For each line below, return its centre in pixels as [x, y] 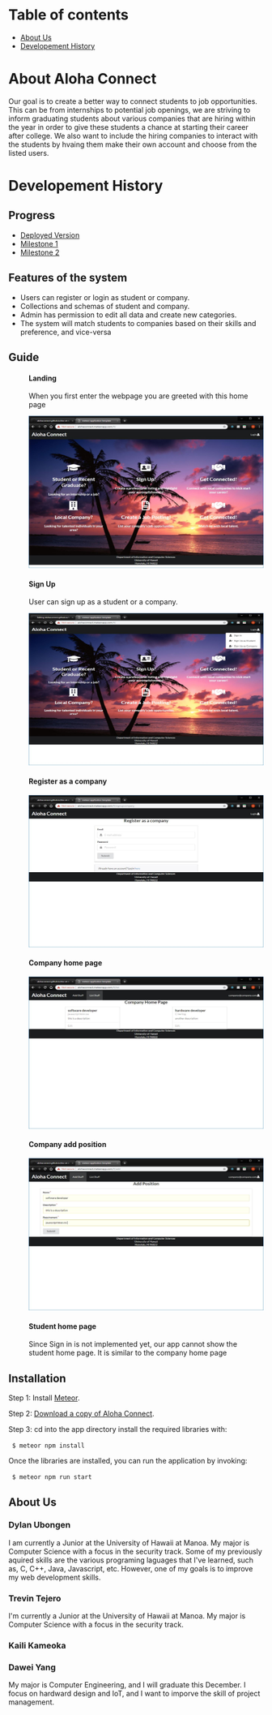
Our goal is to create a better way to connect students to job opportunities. [133, 101]
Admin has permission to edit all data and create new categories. [128, 315]
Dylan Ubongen [40, 1525]
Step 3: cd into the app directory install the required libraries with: [118, 1429]
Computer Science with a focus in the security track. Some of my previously [136, 1551]
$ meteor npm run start [52, 1477]
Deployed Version [50, 235]
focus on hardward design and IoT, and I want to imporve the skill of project [134, 1694]
